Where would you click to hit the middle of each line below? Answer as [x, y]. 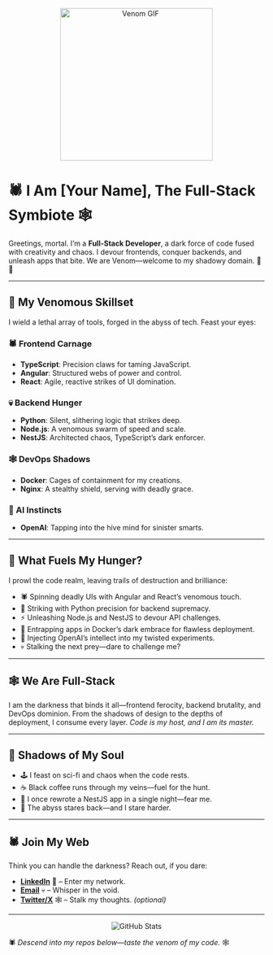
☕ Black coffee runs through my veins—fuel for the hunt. [115, 787]
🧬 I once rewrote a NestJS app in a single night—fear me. [116, 799]
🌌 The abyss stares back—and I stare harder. [95, 808]
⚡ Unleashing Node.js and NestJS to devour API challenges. [121, 617]
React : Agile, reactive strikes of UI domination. [98, 382]
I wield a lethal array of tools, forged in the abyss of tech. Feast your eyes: [132, 322]
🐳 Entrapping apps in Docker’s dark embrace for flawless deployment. [137, 629]
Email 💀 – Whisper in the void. [70, 890]
